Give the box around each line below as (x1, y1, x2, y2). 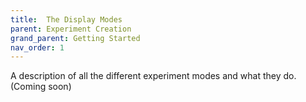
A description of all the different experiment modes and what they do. (10, 70, 297, 82)
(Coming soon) (10, 81, 72, 93)
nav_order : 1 (10, 42, 65, 53)
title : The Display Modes (10, 14, 123, 25)
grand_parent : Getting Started (10, 33, 141, 43)
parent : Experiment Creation (10, 24, 132, 34)
